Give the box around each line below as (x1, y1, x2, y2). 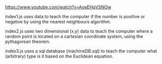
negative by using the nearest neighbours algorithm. (5, 19, 111, 24)
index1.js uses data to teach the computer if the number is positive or (5, 14, 145, 19)
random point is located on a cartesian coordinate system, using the (5, 34, 143, 39)
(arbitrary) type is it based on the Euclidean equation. (5, 53, 113, 59)
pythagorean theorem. (5, 39, 51, 44)
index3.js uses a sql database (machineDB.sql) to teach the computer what (5, 48, 158, 54)
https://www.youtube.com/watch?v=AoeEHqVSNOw (5, 4, 112, 10)
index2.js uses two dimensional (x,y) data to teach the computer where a (5, 28, 153, 34)
